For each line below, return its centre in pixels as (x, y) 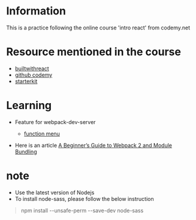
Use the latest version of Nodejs (55, 192)
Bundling (26, 152)
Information (36, 11)
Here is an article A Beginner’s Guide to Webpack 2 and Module (94, 145)
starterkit (26, 81)
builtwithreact (32, 68)
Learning (29, 106)
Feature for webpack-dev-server (55, 122)
